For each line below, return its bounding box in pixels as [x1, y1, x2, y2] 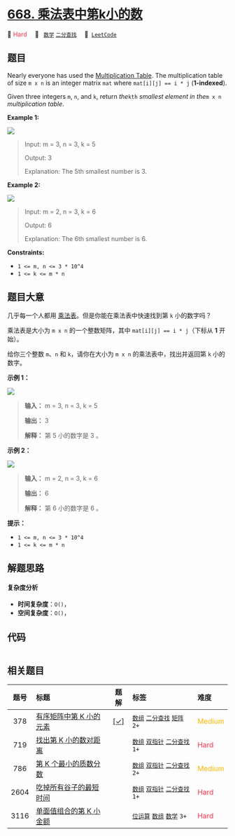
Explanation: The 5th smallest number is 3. [24, 167, 148, 175]
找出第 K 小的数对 [36, 735, 94, 745]
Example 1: [7, 113, 40, 121]
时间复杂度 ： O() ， [17, 600, 71, 608]
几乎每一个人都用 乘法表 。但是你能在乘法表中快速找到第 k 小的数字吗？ [7, 311, 212, 320]
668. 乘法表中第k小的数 [7, 6, 143, 22]
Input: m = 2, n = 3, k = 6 [24, 207, 97, 216]
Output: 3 [24, 153, 52, 162]
